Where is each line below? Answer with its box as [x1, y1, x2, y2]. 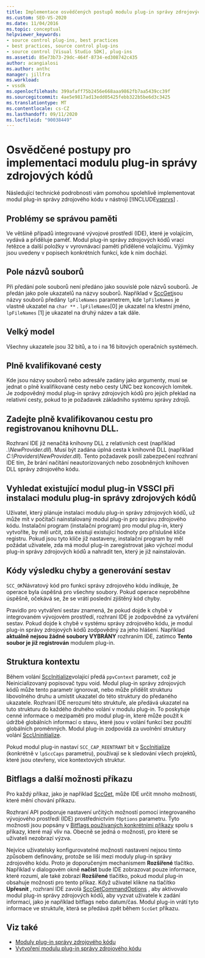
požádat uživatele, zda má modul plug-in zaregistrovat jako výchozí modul [6, 542, 193, 549]
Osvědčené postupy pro [6, 143, 131, 157]
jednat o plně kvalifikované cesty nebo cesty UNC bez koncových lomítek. [6, 383, 193, 391]
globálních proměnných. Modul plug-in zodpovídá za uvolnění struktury [6, 725, 186, 732]
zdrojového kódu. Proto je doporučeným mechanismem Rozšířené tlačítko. [6, 859, 194, 866]
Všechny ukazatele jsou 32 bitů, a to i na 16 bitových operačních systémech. [6, 343, 198, 350]
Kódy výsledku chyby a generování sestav [6, 565, 171, 576]
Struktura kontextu [6, 657, 80, 667]
